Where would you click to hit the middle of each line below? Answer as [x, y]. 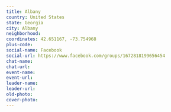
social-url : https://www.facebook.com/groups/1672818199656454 [86, 56]
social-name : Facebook [34, 50]
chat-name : [20, 61]
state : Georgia [25, 23]
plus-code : [20, 45]
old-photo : [20, 94]
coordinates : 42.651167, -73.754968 [51, 39]
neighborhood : [24, 34]
